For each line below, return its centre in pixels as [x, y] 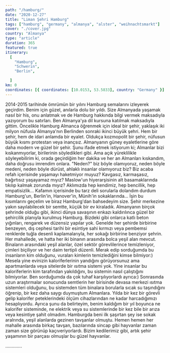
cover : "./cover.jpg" [28, 29]
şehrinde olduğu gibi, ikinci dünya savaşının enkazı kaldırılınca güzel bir [80, 212]
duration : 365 [20, 43]
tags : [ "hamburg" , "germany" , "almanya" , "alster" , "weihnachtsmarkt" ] [82, 24]
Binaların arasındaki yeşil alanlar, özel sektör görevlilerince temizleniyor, [80, 244]
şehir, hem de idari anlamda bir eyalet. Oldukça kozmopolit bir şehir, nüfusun [85, 136]
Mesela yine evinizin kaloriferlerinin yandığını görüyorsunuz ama [73, 260]
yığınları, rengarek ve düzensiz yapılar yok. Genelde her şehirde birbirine [81, 223]
